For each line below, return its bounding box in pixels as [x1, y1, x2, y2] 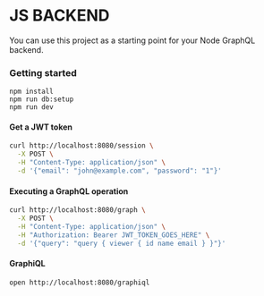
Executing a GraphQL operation [9, 185, 129, 197]
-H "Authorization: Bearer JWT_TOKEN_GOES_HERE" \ [17, 230, 210, 240]
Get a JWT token [9, 122, 73, 132]
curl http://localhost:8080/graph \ [9, 206, 146, 215]
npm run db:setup [9, 95, 74, 104]
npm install [9, 87, 54, 97]
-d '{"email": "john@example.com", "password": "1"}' [17, 166, 222, 175]
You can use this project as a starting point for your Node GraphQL [9, 35, 256, 46]
